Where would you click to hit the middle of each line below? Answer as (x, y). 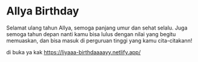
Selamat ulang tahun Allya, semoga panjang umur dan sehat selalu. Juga (97, 28)
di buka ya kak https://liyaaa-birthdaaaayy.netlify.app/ (74, 52)
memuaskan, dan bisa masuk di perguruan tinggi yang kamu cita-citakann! (99, 40)
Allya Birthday (43, 11)
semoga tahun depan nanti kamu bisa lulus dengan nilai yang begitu (91, 34)
